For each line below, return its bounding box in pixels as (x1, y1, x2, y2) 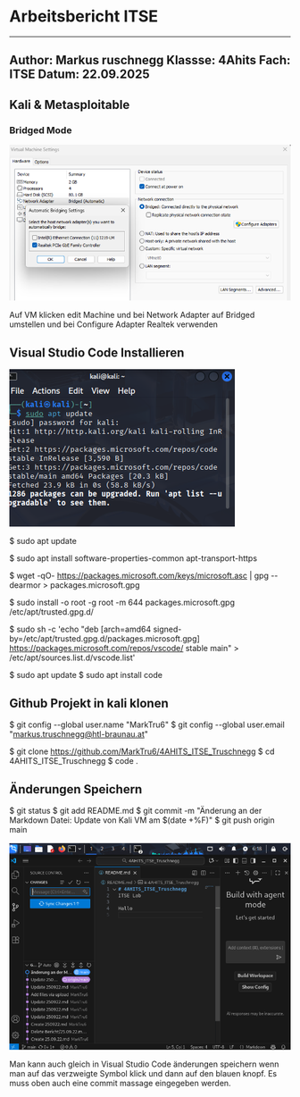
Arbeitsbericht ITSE (9, 6, 159, 27)
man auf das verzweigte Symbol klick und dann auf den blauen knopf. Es (9, 1068, 278, 1079)
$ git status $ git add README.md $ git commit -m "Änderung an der (9, 805, 262, 816)
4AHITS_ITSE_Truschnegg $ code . (9, 756, 138, 766)
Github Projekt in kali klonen (9, 695, 169, 711)
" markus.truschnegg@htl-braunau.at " (9, 729, 149, 740)
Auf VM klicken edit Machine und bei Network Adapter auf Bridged (9, 310, 255, 321)
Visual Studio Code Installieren (9, 345, 185, 360)
